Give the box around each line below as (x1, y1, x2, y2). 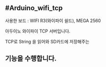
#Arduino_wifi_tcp (5, 4, 63, 12)
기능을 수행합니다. (5, 54, 57, 63)
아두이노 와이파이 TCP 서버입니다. (5, 28, 71, 34)
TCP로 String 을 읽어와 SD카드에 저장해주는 (5, 38, 90, 44)
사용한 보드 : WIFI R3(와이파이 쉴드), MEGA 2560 (5, 17, 101, 24)
